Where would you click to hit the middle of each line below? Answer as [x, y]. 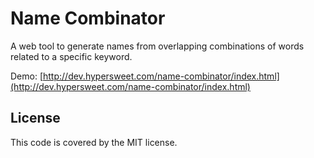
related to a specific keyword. [71, 56]
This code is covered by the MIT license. [94, 142]
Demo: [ [27, 76]
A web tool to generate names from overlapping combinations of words [157, 46]
